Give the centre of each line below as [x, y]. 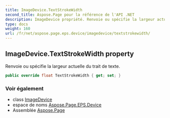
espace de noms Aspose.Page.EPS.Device [57, 105]
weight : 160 [18, 29]
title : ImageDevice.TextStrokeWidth [44, 10]
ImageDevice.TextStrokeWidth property [70, 54]
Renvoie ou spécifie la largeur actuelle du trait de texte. [63, 66]
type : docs [17, 24]
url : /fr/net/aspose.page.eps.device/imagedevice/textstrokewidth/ [78, 33]
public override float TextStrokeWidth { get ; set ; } [63, 75]
